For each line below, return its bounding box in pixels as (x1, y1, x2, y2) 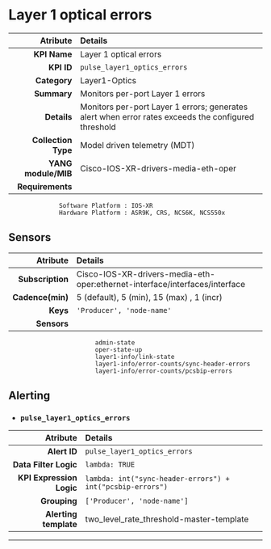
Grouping (40, 496, 78, 507)
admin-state (94, 338, 135, 347)
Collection (31, 134, 73, 146)
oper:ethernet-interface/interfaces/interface (76, 278, 246, 289)
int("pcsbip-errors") (85, 483, 168, 492)
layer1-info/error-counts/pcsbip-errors (94, 366, 232, 375)
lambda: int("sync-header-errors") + (85, 475, 230, 484)
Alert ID (47, 446, 78, 458)
